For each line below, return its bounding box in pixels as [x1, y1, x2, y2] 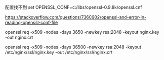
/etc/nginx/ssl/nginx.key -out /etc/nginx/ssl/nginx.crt [5, 49, 113, 55]
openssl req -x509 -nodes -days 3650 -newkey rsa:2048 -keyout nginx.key [5, 29, 160, 35]
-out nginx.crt [5, 34, 33, 40]
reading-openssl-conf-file [5, 19, 58, 25]
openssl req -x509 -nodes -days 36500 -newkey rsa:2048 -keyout [5, 44, 142, 50]
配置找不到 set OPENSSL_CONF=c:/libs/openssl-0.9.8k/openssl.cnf [5, 4, 142, 10]
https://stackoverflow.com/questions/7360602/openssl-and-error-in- [5, 14, 147, 20]
